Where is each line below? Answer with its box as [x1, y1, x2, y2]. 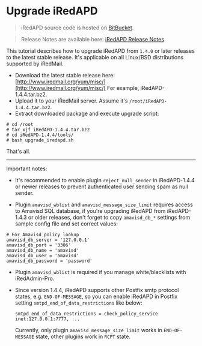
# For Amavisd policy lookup [6, 231, 79, 237]
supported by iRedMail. [6, 60, 64, 67]
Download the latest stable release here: [14, 71, 115, 79]
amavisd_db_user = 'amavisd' [6, 252, 79, 258]
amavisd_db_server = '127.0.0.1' [6, 237, 90, 243]
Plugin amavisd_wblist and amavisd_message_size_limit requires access [14, 201, 194, 208]
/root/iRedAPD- [129, 98, 167, 104]
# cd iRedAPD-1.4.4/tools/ [6, 132, 74, 138]
